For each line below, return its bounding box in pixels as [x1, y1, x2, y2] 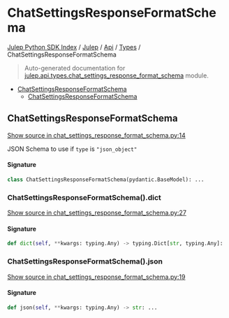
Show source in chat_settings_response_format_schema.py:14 [7, 131, 186, 139]
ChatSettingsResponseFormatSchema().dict [7, 192, 162, 202]
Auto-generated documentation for [24, 64, 126, 72]
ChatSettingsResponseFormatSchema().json [7, 256, 163, 266]
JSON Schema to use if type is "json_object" [7, 145, 138, 153]
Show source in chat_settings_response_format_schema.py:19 [7, 273, 186, 281]
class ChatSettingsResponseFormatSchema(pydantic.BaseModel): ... [7, 176, 205, 183]
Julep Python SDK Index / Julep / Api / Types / [7, 43, 141, 51]
